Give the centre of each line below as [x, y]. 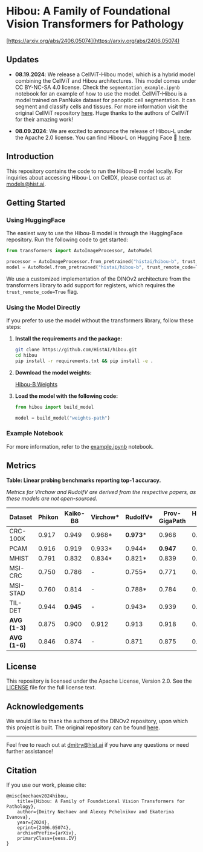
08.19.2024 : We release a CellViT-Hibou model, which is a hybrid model [105, 74]
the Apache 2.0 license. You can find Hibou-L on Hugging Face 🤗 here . [103, 137]
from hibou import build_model [54, 407]
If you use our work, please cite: [46, 785]
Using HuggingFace [36, 220]
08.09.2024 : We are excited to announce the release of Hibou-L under [103, 131]
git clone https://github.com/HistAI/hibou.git [76, 350]
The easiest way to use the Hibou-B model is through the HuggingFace [95, 233]
